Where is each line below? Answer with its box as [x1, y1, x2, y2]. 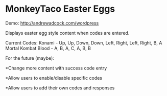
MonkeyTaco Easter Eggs [5, 3, 115, 15]
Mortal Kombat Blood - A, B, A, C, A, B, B [5, 45, 91, 51]
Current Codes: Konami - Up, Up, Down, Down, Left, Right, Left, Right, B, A [5, 39, 162, 46]
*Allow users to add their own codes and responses [5, 85, 115, 91]
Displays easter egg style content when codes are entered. [5, 30, 130, 36]
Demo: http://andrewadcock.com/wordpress [5, 20, 99, 26]
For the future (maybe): [5, 55, 55, 61]
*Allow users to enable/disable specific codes [5, 75, 103, 81]
